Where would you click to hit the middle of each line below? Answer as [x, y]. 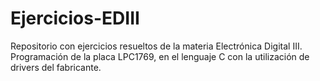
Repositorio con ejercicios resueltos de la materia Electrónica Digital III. [156, 46]
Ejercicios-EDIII [75, 18]
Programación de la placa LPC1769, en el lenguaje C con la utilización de [160, 56]
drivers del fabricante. [56, 67]
